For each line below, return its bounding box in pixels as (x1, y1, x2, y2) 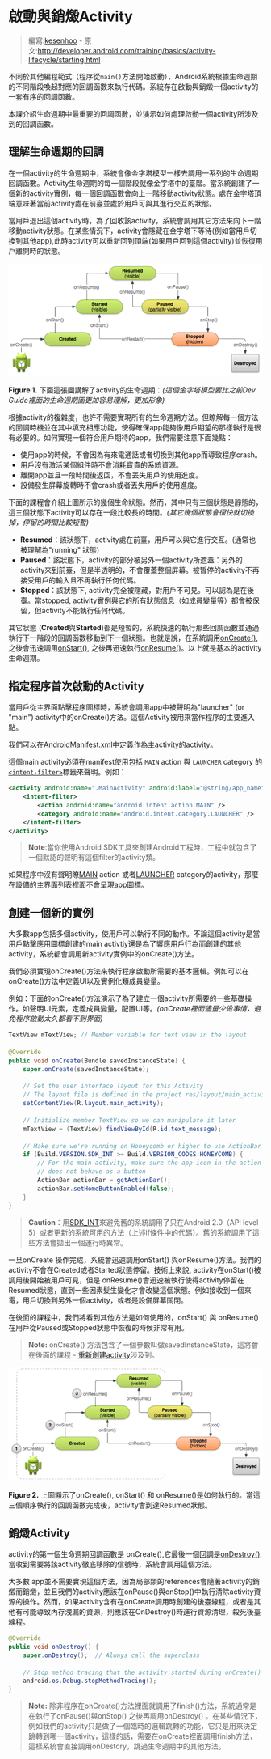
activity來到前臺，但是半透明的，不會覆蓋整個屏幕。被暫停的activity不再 (19, 566, 260, 575)
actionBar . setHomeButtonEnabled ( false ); (37, 1185, 175, 1193)
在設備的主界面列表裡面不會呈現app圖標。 (8, 879, 149, 890)
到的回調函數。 (8, 119, 58, 129)
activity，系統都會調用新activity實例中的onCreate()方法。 (8, 949, 199, 959)
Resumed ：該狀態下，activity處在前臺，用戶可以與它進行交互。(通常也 (19, 535, 256, 545)
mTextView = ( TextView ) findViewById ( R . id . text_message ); (23, 1125, 222, 1133)
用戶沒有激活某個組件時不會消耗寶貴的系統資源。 (19, 460, 183, 470)
